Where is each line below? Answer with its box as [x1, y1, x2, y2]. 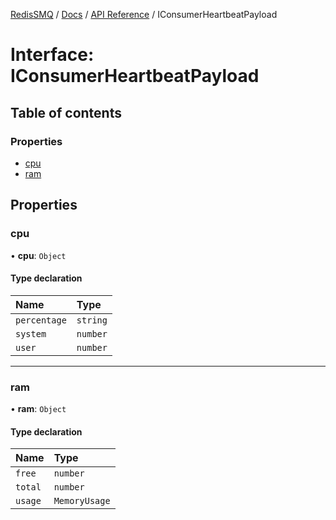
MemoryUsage [53, 495, 111, 507]
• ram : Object [10, 403, 67, 415]
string [76, 314, 108, 326]
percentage [15, 314, 67, 326]
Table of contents [10, 104, 122, 121]
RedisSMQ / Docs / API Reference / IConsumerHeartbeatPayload [10, 9, 278, 20]
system [15, 328, 47, 339]
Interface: [10, 44, 95, 66]
